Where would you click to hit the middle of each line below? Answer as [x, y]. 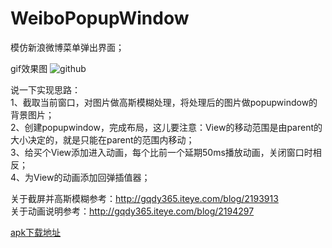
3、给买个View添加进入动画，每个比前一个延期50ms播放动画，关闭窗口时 [161, 152]
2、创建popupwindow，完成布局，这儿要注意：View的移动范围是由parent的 [166, 127]
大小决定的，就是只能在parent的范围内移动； [102, 139]
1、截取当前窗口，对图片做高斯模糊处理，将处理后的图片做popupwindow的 [164, 102]
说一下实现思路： [45, 89]
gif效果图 [29, 68]
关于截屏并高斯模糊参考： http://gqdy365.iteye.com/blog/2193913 [144, 198]
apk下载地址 [36, 232]
